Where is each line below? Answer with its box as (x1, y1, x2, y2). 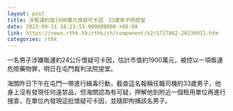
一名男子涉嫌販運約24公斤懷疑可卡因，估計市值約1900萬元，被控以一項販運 (7, 56, 223, 65)
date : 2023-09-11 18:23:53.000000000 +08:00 (7, 23, 138, 30)
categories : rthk (7, 36, 58, 43)
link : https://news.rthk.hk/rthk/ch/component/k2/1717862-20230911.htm (7, 29, 218, 37)
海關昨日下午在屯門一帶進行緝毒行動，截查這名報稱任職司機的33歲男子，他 (7, 79, 222, 87)
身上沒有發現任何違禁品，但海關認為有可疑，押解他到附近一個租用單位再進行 (7, 88, 226, 96)
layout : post (7, 10, 45, 17)
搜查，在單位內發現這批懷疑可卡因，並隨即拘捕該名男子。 (7, 96, 171, 105)
